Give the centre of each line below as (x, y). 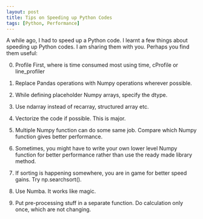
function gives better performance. (59, 136)
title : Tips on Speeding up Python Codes (59, 18)
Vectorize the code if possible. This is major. (70, 118)
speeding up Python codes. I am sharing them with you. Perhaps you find (98, 47)
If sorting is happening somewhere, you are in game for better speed (101, 173)
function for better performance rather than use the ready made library (104, 155)
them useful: (22, 53)
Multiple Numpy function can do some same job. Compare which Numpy (106, 130)
